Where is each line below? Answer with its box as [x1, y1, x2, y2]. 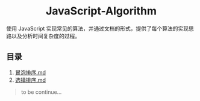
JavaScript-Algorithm [45, 4, 157, 18]
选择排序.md [14, 76, 46, 84]
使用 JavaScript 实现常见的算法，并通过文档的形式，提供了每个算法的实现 [6, 25, 189, 32]
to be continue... [20, 88, 62, 96]
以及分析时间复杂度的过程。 [11, 32, 80, 40]
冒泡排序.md [14, 69, 46, 76]
